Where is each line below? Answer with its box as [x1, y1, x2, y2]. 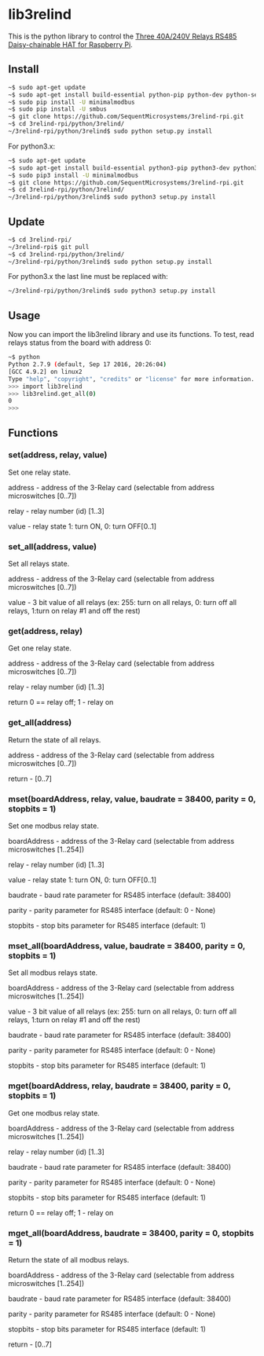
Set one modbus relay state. [8, 821, 100, 830]
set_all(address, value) [8, 541, 97, 552]
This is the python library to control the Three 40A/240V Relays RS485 [8, 31, 237, 41]
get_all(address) [8, 717, 72, 728]
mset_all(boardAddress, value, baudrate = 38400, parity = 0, [8, 940, 246, 951]
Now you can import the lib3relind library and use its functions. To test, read [8, 330, 255, 339]
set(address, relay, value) [8, 449, 108, 460]
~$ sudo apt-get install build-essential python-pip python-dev [8, 90, 223, 99]
